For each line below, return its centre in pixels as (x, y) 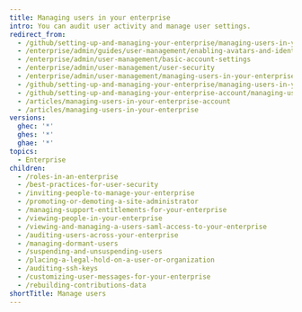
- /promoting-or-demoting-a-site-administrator (108, 202)
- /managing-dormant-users (68, 244)
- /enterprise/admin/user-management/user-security (116, 68)
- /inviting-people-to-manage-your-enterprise (106, 193)
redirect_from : (38, 34)
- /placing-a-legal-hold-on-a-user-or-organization (116, 260)
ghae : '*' (36, 143)
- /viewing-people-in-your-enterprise (90, 218)
